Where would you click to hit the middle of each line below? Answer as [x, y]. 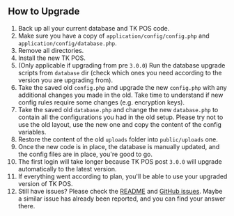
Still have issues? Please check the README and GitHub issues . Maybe [120, 191]
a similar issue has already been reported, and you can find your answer [122, 199]
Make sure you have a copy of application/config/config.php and [114, 36]
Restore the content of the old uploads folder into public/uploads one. [118, 139]
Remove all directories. [51, 50]
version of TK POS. [45, 183]
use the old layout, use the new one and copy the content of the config [120, 124]
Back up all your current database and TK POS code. [94, 28]
